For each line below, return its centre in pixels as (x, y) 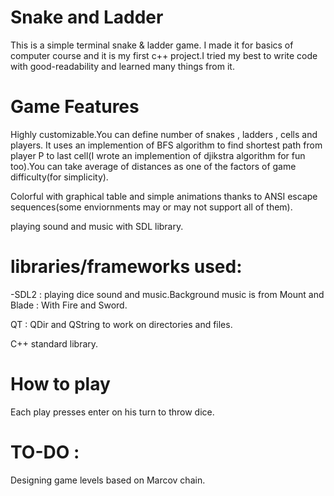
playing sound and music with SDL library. (97, 226)
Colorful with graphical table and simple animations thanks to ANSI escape (164, 196)
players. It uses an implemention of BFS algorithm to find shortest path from (166, 145)
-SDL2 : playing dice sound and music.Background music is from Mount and (167, 294)
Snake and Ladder (87, 17)
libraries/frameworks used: (126, 267)
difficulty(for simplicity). (59, 177)
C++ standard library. (54, 343)
